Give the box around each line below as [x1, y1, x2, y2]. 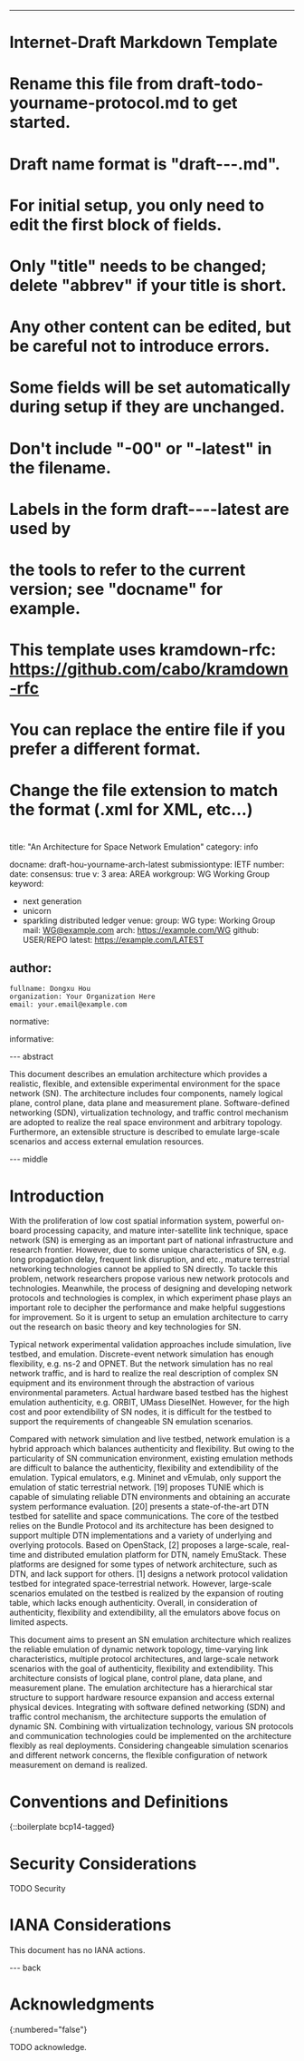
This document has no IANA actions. [9, 1945, 147, 1956]
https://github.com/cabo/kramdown [9, 659, 290, 680]
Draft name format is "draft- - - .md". [9, 153, 280, 174]
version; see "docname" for [9, 578, 223, 599]
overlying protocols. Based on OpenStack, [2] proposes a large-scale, [9, 1540, 271, 1551]
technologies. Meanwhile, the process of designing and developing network [9, 1283, 292, 1294]
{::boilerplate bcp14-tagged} [9, 1822, 116, 1833]
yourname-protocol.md [9, 92, 190, 113]
